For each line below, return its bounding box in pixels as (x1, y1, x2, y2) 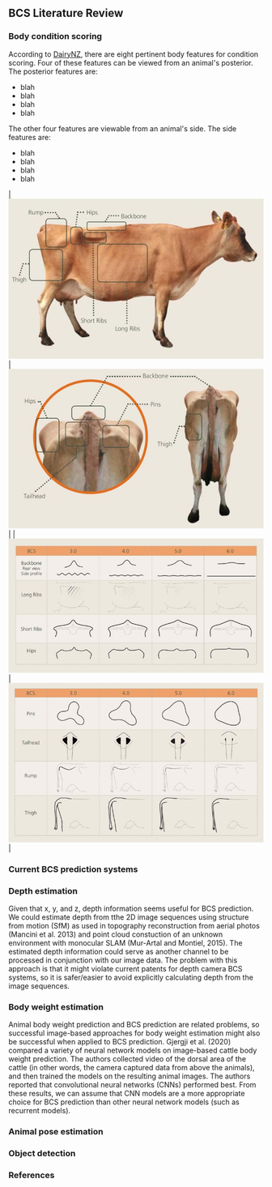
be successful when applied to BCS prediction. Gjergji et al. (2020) (8, 1037, 232, 1047)
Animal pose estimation (8, 1126, 104, 1138)
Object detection (8, 1148, 76, 1159)
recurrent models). (8, 1106, 71, 1116)
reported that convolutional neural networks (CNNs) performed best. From (8, 1080, 257, 1090)
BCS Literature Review (8, 6, 124, 20)
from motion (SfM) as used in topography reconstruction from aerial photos (8, 921, 261, 931)
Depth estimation (8, 885, 79, 896)
